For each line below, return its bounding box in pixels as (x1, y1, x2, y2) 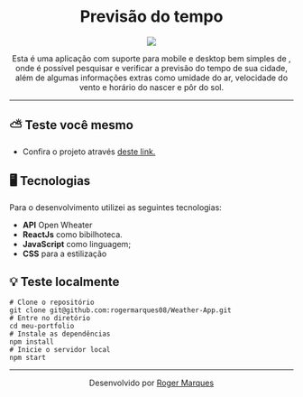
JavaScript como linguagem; (22, 238, 132, 249)
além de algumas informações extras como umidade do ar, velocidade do (14, 72, 289, 83)
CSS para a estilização (22, 248, 107, 259)
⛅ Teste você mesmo (9, 117, 133, 133)
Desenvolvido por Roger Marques (88, 377, 215, 389)
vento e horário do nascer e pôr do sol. (78, 81, 225, 92)
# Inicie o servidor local (9, 346, 111, 355)
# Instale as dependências (9, 329, 111, 339)
